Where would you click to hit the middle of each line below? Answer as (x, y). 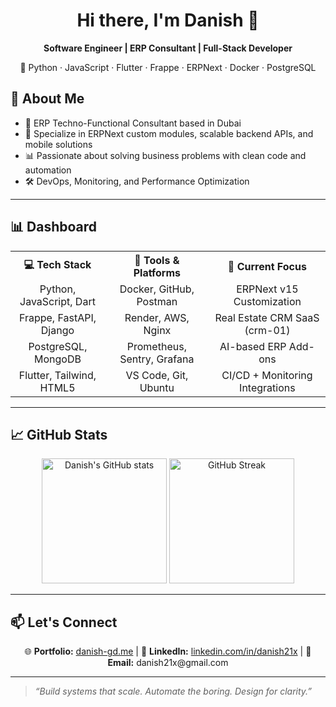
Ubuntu (157, 387)
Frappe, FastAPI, (57, 317)
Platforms (157, 272)
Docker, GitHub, (157, 289)
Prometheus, (156, 346)
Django (57, 330)
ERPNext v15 (267, 289)
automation (48, 170)
